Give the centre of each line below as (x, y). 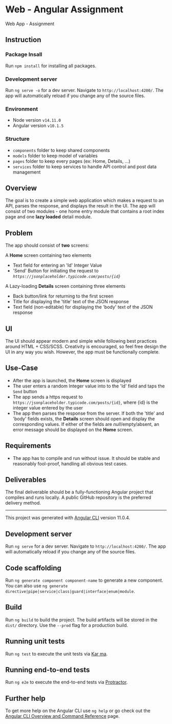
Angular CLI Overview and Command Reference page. (62, 716)
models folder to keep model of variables (55, 156)
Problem (19, 233)
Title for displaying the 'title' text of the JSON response (71, 302)
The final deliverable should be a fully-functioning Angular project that (79, 492)
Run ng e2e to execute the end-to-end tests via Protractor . (67, 682)
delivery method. (23, 503)
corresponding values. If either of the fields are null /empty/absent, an (86, 424)
